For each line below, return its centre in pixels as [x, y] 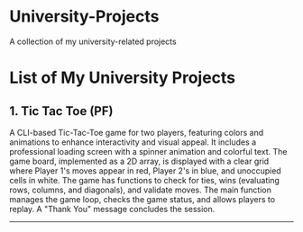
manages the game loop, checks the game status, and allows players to [142, 199]
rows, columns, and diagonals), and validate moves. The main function [141, 190]
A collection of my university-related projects [93, 41]
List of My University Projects [123, 78]
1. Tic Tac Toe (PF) [61, 111]
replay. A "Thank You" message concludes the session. [112, 209]
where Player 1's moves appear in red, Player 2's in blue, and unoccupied [145, 170]
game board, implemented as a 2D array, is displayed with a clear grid [139, 161]
